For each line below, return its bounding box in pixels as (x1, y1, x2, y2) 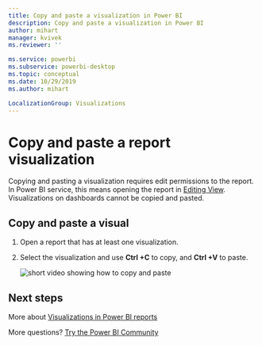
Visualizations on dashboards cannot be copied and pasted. (8, 194, 205, 203)
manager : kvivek (8, 33, 62, 42)
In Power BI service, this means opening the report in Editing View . (8, 185, 226, 194)
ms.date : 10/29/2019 (8, 77, 77, 86)
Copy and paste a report (8, 133, 171, 151)
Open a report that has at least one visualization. (19, 237, 179, 247)
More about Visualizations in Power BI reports (8, 312, 158, 321)
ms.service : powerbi (8, 56, 77, 63)
